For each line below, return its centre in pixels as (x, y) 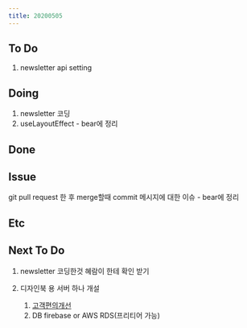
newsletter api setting (56, 68)
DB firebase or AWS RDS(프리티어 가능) (96, 315)
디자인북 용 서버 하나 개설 (60, 288)
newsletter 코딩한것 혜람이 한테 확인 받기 (84, 271)
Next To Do (37, 251)
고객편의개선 (51, 305)
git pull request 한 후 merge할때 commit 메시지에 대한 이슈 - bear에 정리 (124, 197)
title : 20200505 (35, 16)
